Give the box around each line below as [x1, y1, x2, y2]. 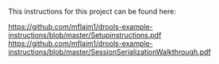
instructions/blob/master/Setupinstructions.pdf [8, 31, 162, 40]
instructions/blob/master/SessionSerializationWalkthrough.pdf [8, 47, 212, 56]
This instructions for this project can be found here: [8, 7, 176, 16]
